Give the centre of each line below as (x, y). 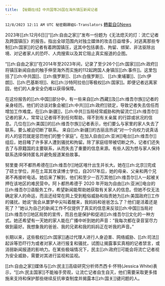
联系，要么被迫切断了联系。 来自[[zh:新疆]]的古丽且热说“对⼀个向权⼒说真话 (82, 130)
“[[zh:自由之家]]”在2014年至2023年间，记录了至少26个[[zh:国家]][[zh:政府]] (82, 64)
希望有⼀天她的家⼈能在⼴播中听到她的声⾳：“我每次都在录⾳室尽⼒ (90, 220)
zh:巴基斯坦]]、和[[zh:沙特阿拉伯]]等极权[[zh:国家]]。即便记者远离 (86, 82)
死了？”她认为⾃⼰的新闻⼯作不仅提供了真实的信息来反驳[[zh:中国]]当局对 (79, 208)
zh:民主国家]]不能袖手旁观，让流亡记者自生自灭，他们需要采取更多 (86, 272)
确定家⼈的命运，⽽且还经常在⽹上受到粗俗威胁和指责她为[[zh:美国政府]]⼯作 (82, 196)
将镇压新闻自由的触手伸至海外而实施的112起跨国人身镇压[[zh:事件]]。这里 (79, 70)
